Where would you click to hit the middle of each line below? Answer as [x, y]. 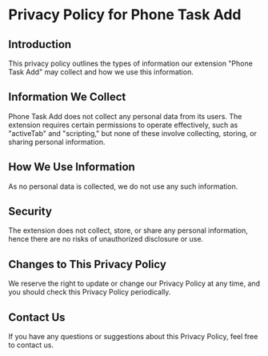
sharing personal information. [57, 142]
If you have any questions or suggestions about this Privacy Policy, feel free [133, 337]
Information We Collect [67, 97]
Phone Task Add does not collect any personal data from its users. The [125, 116]
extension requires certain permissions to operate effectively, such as [123, 125]
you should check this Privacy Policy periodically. [90, 292]
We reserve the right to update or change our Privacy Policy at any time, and [134, 284]
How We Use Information [72, 167]
